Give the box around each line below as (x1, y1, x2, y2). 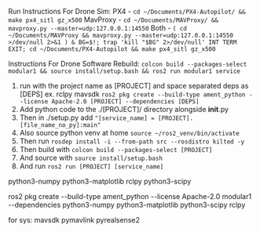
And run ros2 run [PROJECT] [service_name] (19, 161, 164, 171)
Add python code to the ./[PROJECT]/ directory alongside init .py (19, 105, 229, 114)
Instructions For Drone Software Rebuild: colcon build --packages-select (8, 59, 247, 68)
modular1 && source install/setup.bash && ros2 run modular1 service (8, 67, 241, 75)
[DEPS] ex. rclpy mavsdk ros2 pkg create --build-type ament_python (19, 89, 246, 99)
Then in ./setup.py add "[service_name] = (19, 113, 155, 122)
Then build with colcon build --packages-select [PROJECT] (19, 145, 213, 154)
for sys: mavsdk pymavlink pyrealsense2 (8, 216, 140, 224)
